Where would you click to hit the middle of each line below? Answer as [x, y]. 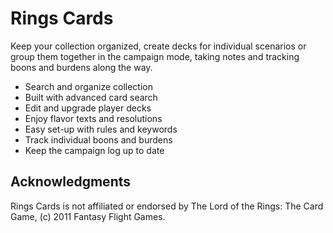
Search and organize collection [88, 86]
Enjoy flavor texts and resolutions [93, 118]
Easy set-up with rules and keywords [101, 129]
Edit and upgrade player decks [88, 108]
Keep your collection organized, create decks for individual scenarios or [158, 46]
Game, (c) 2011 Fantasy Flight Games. [88, 216]
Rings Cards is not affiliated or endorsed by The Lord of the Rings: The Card [167, 206]
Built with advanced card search [91, 97]
